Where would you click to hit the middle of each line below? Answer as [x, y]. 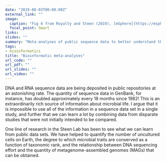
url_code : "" [19, 60]
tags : [11, 46]
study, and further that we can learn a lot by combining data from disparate [82, 114]
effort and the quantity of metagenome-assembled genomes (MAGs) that [80, 150]
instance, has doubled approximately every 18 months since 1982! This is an [83, 98]
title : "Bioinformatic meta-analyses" [45, 56]
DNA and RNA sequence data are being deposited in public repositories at [81, 88]
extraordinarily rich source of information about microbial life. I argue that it [82, 104]
